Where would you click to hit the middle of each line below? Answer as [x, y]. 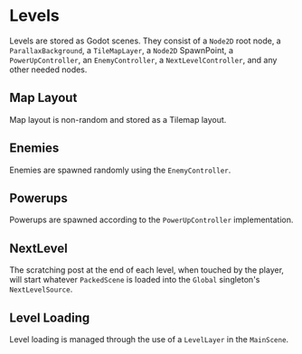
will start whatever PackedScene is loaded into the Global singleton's [135, 280]
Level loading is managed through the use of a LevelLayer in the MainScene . [149, 339]
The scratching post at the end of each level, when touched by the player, [147, 270]
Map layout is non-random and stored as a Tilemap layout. [118, 119]
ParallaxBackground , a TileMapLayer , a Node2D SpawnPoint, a [121, 50]
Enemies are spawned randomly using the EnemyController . [120, 170]
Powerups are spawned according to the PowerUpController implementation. [151, 220]
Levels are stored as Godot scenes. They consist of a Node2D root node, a [146, 41]
